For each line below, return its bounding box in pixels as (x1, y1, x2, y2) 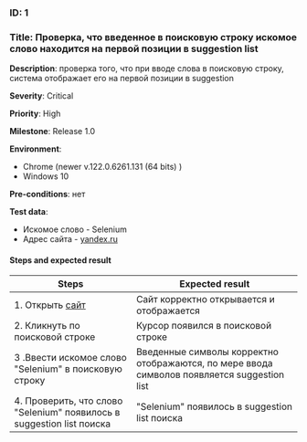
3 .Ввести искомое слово (14, 352, 128, 364)
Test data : (9, 206, 48, 217)
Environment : (9, 143, 62, 154)
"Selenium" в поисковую (14, 363, 123, 375)
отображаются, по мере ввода (135, 357, 273, 370)
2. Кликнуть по (14, 320, 80, 332)
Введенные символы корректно (135, 345, 279, 358)
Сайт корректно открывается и (135, 293, 276, 306)
